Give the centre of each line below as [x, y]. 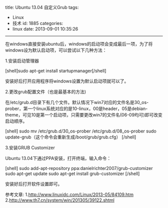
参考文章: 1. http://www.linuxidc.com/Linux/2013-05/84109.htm [69, 194]
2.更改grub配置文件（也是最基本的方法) [46, 92]
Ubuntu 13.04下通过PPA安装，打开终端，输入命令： [58, 158]
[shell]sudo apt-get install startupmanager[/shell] [56, 71]
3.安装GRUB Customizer [30, 147]
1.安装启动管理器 [22, 61]
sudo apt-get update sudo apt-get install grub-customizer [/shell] [72, 173]
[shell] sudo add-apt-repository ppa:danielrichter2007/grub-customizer [79, 168]
